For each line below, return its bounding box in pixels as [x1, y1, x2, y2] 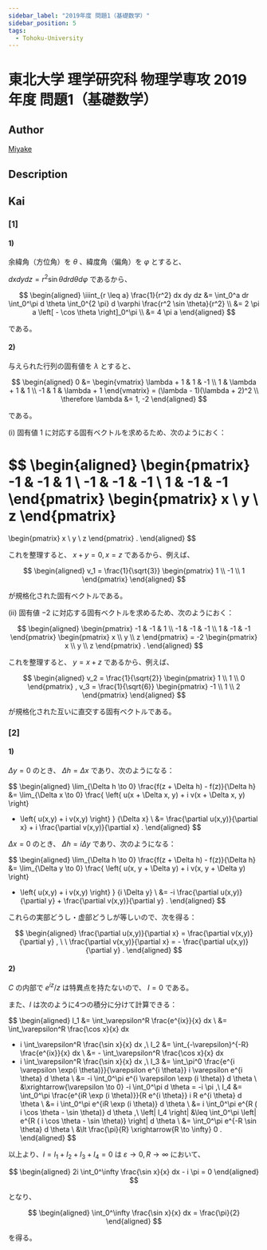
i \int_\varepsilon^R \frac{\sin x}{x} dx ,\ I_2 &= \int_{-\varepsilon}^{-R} [19, 1039, 249, 1049]
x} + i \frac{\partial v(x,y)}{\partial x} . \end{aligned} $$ [19, 823, 202, 832]
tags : [8, 26, 26, 34]
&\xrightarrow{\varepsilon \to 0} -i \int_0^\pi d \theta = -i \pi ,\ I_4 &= [19, 1081, 243, 1091]
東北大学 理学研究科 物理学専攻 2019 [8, 71, 247, 89]
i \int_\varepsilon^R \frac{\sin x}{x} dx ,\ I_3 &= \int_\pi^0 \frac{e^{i [19, 1056, 235, 1066]
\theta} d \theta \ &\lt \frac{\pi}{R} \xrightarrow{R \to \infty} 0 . [19, 1124, 222, 1134]
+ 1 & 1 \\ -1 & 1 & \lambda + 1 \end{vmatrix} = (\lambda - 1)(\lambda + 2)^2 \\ [9, 386, 259, 395]
